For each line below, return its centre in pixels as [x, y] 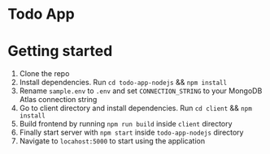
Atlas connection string [58, 100]
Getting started [60, 51]
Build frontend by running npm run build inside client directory [126, 124]
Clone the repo [44, 74]
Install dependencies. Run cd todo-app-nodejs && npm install [123, 83]
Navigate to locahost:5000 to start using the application [112, 141]
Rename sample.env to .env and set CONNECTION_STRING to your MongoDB [141, 91]
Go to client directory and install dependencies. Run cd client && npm [136, 108]
